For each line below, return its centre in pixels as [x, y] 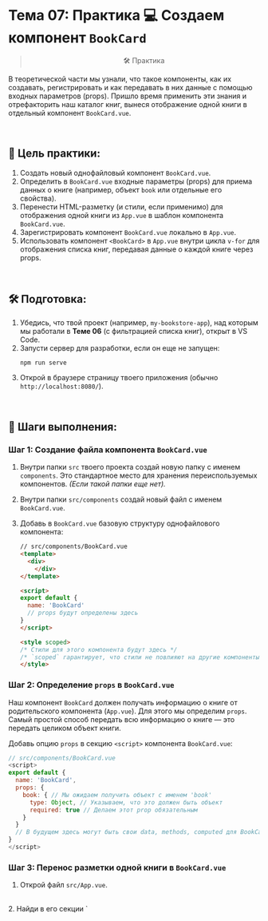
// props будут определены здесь [83, 613]
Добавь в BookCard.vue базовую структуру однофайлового [120, 523]
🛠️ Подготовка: [47, 299]
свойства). [38, 198]
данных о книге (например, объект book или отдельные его [121, 189]
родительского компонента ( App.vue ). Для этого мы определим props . [128, 711]
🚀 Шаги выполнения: [63, 427]
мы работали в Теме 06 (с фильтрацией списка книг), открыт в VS [134, 331]
